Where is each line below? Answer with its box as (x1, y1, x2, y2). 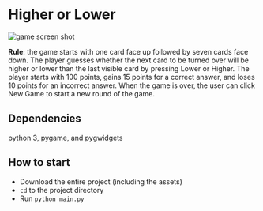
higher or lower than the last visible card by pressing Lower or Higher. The (8, 63, 250, 73)
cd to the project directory (19, 185, 104, 194)
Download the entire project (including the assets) (19, 176, 183, 187)
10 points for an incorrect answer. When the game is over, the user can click (8, 81, 255, 90)
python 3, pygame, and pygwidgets (8, 133, 123, 142)
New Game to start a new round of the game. (8, 89, 156, 98)
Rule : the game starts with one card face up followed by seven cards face (8, 47, 249, 56)
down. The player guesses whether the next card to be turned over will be (8, 55, 250, 65)
